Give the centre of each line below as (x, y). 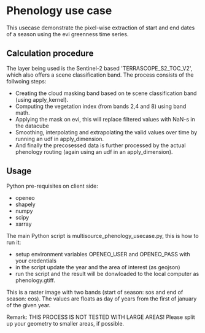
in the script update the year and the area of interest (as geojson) (98, 267)
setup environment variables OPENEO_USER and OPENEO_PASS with (102, 254)
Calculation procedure (50, 54)
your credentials (36, 261)
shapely (25, 204)
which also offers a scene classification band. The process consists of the (100, 75)
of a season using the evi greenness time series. (68, 34)
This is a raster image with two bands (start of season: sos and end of (95, 292)
